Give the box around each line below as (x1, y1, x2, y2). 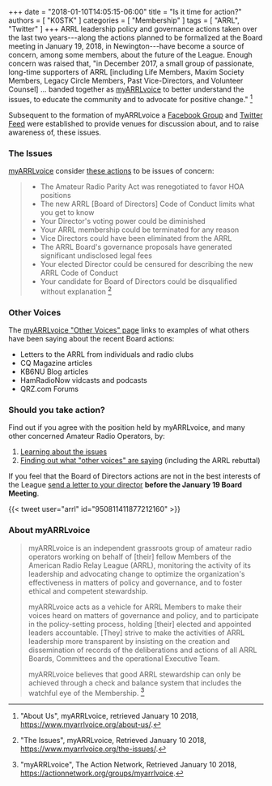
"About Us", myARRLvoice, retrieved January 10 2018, (19, 711, 199, 721)
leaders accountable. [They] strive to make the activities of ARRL (28, 628, 245, 638)
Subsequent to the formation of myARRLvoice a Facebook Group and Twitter (8, 110, 263, 120)
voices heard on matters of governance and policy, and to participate (28, 610, 259, 620)
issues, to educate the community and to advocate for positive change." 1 (8, 93, 253, 104)
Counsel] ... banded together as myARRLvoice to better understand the (8, 84, 244, 94)
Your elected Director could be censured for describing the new (40, 259, 253, 268)
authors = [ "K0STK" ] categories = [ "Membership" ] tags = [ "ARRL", (8, 15, 240, 25)
